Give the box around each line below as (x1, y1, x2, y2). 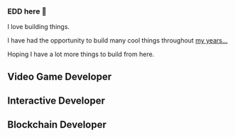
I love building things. (7, 23, 70, 31)
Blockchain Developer (7, 119, 106, 131)
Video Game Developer (7, 70, 112, 82)
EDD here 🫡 (7, 6, 47, 16)
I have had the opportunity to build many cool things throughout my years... (7, 36, 229, 45)
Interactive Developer (7, 95, 105, 107)
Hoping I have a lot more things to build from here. (7, 50, 155, 59)
